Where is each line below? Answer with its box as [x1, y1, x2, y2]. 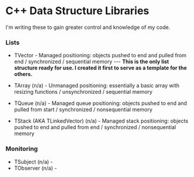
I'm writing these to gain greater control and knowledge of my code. [5, 24, 170, 31]
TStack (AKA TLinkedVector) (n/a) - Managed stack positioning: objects [14, 117, 189, 124]
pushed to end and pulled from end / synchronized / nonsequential [14, 124, 176, 131]
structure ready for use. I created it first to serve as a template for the [14, 64, 188, 71]
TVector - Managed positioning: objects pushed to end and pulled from [14, 52, 186, 59]
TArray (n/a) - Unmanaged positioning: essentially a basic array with [14, 82, 180, 89]
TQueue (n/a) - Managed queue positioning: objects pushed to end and [14, 100, 188, 107]
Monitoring [5, 145, 38, 153]
